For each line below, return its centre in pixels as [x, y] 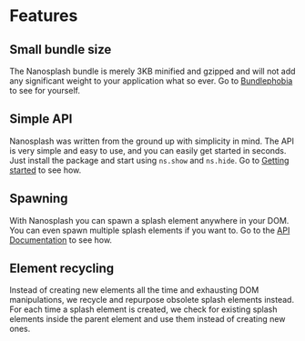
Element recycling [62, 269]
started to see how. [46, 170]
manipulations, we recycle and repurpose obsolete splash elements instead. [152, 300]
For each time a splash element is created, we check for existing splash [143, 309]
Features [44, 16]
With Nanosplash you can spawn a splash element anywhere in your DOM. [149, 220]
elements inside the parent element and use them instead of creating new [147, 319]
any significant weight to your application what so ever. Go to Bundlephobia [151, 81]
